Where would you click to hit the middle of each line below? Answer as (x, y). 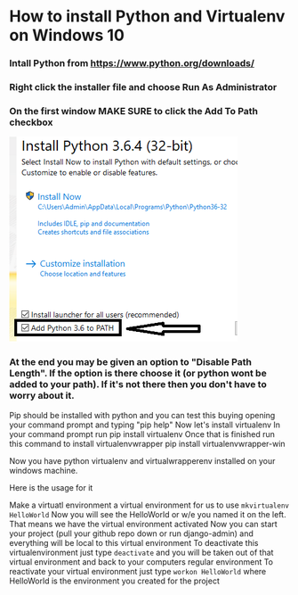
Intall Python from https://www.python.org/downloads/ (132, 63)
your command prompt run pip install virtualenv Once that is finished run (142, 434)
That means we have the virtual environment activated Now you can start (143, 524)
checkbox (31, 122)
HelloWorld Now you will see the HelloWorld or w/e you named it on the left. (148, 514)
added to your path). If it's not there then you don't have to (138, 384)
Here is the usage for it (51, 487)
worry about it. (42, 396)
